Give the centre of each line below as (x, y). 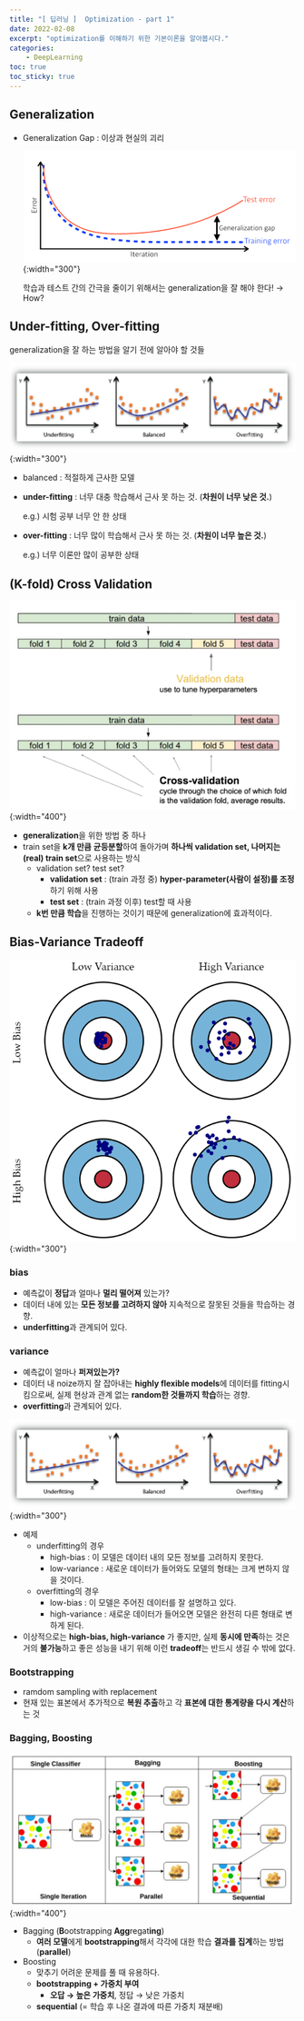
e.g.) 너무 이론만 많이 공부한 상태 (80, 555)
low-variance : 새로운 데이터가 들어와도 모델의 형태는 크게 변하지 (165, 1568)
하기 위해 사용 (74, 890)
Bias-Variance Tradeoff (77, 942)
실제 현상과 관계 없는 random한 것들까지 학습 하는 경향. (153, 1395)
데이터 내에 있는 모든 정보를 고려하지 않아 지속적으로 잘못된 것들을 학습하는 (154, 1304)
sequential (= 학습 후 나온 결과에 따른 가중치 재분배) (130, 2006)
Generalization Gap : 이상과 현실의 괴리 (93, 137)
